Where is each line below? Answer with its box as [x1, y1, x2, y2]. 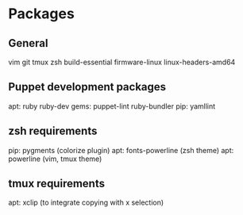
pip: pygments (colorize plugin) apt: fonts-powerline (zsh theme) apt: [8, 145, 234, 155]
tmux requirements [8, 177, 106, 190]
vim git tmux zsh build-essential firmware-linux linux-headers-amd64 [8, 57, 236, 67]
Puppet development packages [8, 80, 167, 94]
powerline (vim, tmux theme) [8, 154, 102, 163]
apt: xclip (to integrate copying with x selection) [8, 198, 164, 207]
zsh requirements [8, 125, 98, 138]
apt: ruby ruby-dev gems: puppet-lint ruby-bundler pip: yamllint [8, 101, 216, 111]
